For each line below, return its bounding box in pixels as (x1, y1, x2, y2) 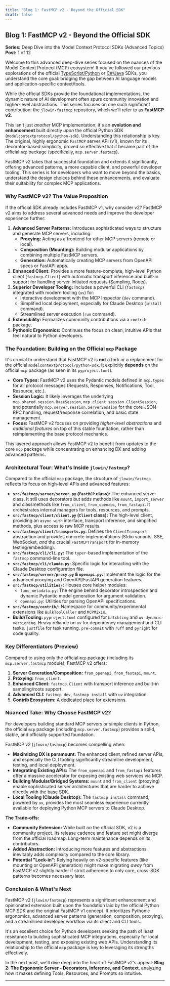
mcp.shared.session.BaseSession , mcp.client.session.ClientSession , (12, 398, 157, 405)
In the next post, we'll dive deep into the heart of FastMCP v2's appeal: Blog (5, 960, 164, 966)
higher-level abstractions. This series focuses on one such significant (5, 102, 150, 108)
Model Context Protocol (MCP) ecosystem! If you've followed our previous (5, 65, 160, 71)
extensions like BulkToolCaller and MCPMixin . (12, 609, 107, 615)
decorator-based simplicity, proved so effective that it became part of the (5, 144, 158, 150)
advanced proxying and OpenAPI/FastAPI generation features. (12, 577, 143, 583)
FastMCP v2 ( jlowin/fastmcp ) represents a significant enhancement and (5, 897, 156, 903)
